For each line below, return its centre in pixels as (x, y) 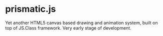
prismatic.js (31, 9)
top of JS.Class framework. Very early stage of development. (68, 28)
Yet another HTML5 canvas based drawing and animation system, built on (81, 23)
